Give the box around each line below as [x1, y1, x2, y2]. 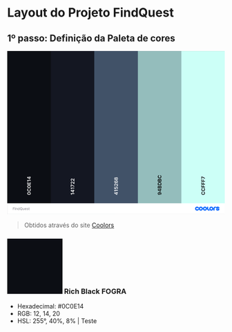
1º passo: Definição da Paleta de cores [7, 32, 175, 44]
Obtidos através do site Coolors [23, 221, 115, 229]
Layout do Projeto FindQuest [7, 5, 174, 21]
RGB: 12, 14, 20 [17, 309, 61, 318]
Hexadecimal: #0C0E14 [17, 302, 84, 311]
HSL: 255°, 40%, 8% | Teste [17, 317, 97, 325]
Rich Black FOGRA [64, 286, 126, 296]
